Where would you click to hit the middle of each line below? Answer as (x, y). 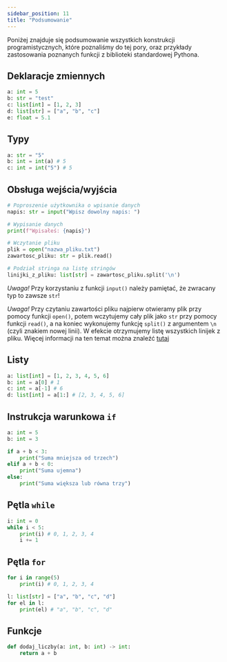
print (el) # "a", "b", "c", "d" (66, 609)
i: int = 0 (23, 521)
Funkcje (25, 631)
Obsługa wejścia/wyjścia (62, 190)
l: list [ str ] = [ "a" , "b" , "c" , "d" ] (61, 596)
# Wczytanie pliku (33, 243)
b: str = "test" (30, 98)
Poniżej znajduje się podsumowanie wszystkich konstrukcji (91, 39)
